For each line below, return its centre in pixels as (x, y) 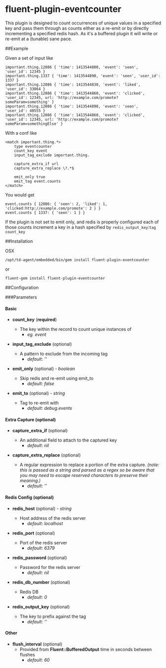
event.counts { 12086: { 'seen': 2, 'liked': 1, (56, 204)
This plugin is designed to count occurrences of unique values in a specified (83, 23)
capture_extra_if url (36, 164)
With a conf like (21, 133)
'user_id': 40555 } (25, 110)
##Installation (19, 241)
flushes (27, 655)
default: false (41, 383)
